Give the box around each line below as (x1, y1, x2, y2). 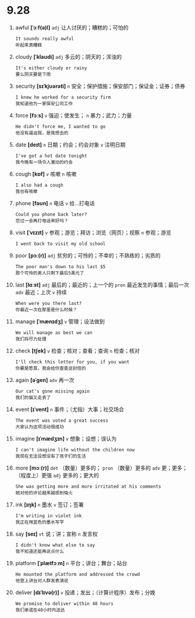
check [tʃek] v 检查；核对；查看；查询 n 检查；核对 (15, 347, 140, 354)
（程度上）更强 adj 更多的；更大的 (15, 472, 99, 479)
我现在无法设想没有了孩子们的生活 (15, 453, 86, 459)
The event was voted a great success (15, 418, 109, 423)
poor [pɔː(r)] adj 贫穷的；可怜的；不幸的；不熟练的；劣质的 (15, 251, 161, 259)
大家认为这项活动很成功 (15, 423, 64, 430)
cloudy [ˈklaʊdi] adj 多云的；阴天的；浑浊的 (15, 53, 122, 60)
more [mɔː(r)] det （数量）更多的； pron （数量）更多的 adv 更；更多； (15, 464, 188, 472)
